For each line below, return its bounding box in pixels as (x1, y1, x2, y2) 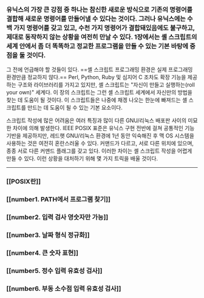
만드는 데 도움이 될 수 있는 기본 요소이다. (27, 104, 123, 111)
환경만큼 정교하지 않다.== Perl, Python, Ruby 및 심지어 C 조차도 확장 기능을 (6, 74, 186, 81)
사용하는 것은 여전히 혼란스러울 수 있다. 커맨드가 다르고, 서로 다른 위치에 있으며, (6, 140, 194, 147)
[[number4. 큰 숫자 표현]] (6, 248, 79, 257)
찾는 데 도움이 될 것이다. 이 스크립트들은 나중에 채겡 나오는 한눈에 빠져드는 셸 (6, 96, 188, 104)
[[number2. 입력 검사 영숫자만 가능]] (6, 213, 109, 221)
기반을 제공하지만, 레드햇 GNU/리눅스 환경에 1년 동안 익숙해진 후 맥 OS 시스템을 (6, 132, 194, 139)
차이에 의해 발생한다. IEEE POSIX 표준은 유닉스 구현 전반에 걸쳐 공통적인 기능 (12, 125, 195, 132)
